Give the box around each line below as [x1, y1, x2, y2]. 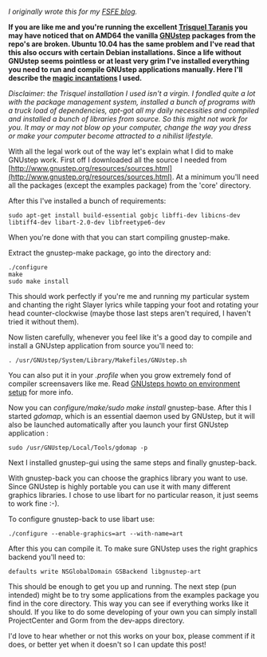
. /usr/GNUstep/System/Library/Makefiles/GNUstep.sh [8, 356, 187, 364]
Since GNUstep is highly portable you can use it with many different [8, 482, 231, 491]
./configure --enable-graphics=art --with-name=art [8, 530, 183, 538]
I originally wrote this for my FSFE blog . [8, 7, 138, 16]
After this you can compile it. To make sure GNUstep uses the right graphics [8, 544, 258, 553]
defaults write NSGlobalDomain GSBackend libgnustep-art [8, 567, 202, 575]
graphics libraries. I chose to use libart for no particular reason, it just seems [8, 491, 259, 500]
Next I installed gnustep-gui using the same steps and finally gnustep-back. [8, 458, 257, 467]
